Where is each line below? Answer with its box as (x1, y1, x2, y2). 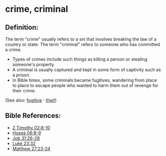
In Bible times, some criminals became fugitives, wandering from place (12, 78, 157, 83)
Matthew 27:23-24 (12, 146, 51, 152)
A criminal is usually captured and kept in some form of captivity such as (12, 67, 161, 73)
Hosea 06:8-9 (12, 130, 41, 136)
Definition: (5, 23, 39, 32)
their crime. (12, 88, 36, 93)
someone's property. (12, 62, 55, 67)
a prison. (12, 72, 31, 78)
